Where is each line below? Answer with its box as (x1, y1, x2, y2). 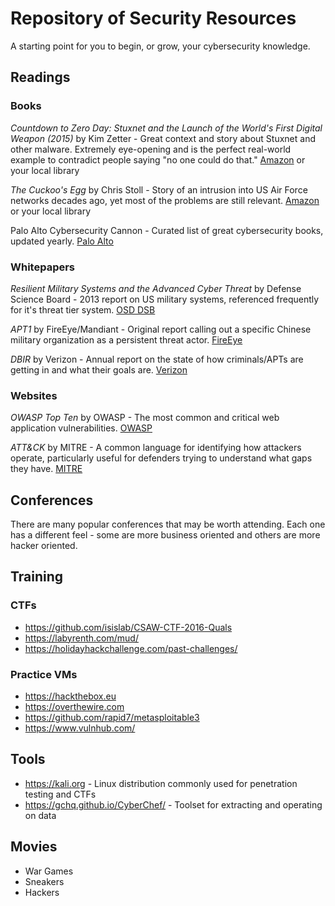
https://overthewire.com (24, 701, 125, 713)
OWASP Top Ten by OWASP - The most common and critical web (10, 412, 280, 424)
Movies (10, 838, 58, 856)
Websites (10, 388, 58, 402)
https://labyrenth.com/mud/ (24, 632, 139, 644)
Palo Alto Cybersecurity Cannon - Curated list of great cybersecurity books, (10, 224, 324, 236)
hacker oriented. (10, 540, 78, 552)
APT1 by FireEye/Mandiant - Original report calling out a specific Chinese (10, 323, 312, 335)
